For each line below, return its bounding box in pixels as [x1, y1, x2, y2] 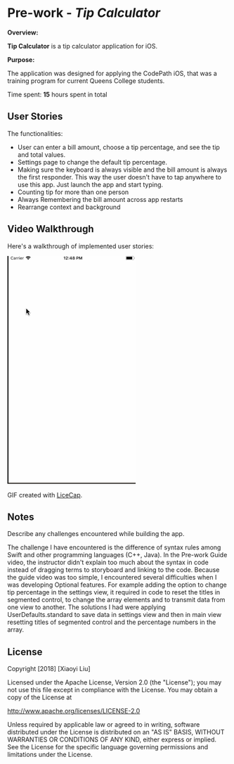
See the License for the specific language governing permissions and [7, 743, 209, 751]
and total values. [17, 150, 66, 159]
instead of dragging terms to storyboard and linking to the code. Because [7, 566, 220, 574]
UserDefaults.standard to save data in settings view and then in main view [7, 611, 222, 619]
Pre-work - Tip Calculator [7, 5, 160, 21]
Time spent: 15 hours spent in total [7, 90, 108, 98]
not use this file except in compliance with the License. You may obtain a [7, 686, 218, 694]
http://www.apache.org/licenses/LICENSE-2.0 [7, 707, 141, 715]
